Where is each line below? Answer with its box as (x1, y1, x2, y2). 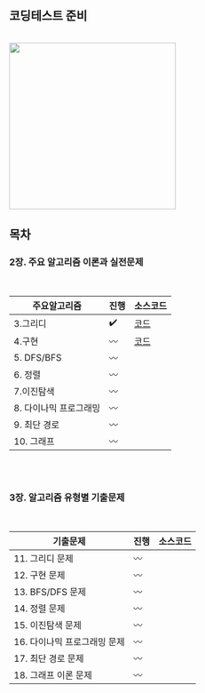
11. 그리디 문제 (13, 552, 74, 564)
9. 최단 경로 (13, 418, 60, 431)
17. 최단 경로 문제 (13, 652, 84, 665)
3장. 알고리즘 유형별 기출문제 (9, 491, 125, 504)
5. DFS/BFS (13, 351, 62, 363)
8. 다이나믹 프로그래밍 (13, 402, 100, 414)
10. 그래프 (13, 434, 55, 447)
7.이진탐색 (13, 385, 55, 397)
